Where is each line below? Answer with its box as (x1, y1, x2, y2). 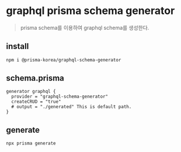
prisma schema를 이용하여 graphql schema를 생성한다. (20, 24, 149, 31)
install (6, 42, 29, 51)
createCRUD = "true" (11, 99, 61, 105)
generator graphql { (6, 89, 57, 95)
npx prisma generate (6, 140, 57, 147)
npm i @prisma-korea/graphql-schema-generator (6, 57, 121, 63)
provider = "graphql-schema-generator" (11, 94, 109, 100)
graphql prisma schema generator (6, 4, 175, 18)
